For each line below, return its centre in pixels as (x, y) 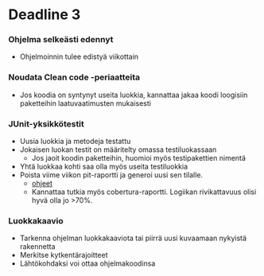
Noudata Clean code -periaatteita (74, 77)
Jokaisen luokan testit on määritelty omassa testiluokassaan (118, 150)
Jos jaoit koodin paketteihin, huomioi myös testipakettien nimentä (139, 158)
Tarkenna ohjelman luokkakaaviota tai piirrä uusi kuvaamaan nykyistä (133, 238)
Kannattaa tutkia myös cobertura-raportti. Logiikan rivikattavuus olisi (144, 192)
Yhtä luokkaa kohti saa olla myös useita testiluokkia (104, 167)
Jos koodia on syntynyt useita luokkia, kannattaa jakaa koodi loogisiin (134, 95)
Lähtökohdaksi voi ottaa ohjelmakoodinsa (87, 263)
